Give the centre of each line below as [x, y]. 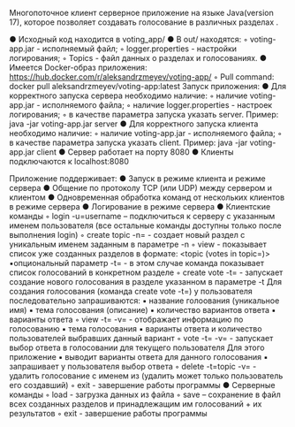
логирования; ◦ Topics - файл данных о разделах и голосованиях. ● [138, 58]
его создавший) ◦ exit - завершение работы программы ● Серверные [142, 385]
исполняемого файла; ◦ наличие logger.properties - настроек [157, 105]
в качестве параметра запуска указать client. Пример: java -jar [129, 142]
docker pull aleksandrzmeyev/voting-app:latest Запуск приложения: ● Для [148, 86]
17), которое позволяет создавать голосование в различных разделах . [144, 22]
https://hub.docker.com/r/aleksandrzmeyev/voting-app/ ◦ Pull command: [142, 77]
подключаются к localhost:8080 [69, 161]
